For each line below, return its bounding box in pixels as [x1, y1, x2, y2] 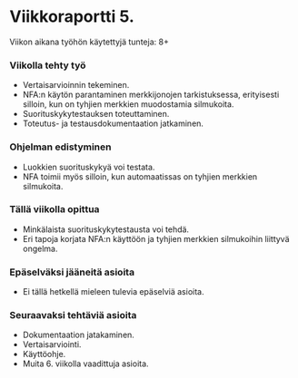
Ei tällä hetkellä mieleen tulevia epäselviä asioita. [22, 286, 204, 297]
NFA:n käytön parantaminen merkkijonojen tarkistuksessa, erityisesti [22, 89, 280, 101]
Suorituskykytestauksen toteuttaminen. [22, 109, 170, 120]
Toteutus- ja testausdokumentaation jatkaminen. [22, 118, 204, 129]
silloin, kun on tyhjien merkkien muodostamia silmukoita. [22, 99, 234, 110]
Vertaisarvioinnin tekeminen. [22, 80, 130, 91]
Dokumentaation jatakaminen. [22, 329, 134, 341]
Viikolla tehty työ [9, 59, 86, 72]
